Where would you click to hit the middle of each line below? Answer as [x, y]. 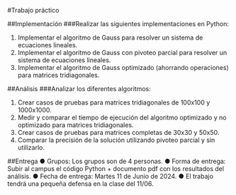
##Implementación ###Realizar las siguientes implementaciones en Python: [118, 24]
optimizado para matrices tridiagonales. [75, 125]
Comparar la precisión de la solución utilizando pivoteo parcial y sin [116, 140]
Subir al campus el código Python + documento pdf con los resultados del [116, 169]
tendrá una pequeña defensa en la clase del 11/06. [80, 184]
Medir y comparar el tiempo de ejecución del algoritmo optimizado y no [122, 117]
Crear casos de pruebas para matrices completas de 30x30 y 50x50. [118, 132]
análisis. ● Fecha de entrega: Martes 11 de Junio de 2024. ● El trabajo [111, 176]
